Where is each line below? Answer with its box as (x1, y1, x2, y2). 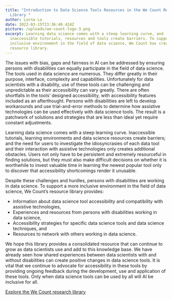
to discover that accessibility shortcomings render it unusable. (5, 167, 137, 174)
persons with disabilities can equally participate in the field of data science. (5, 65, 164, 71)
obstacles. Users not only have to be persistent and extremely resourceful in (5, 151, 166, 157)
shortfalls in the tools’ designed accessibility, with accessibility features (5, 92, 156, 98)
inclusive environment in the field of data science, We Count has (10, 41, 157, 46)
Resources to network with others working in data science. (12, 231, 137, 237)
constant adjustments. (5, 119, 52, 125)
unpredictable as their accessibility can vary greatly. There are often (5, 87, 149, 93)
